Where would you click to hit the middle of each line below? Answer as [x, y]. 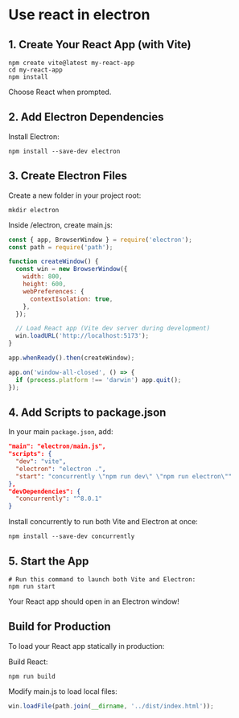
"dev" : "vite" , [41, 462]
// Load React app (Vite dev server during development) [113, 328]
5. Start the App [49, 561]
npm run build [32, 676]
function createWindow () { [54, 262]
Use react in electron [79, 15]
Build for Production [60, 627]
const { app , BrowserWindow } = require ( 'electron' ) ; [101, 240]
